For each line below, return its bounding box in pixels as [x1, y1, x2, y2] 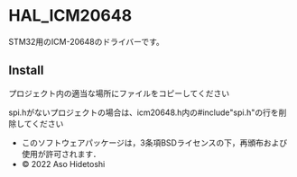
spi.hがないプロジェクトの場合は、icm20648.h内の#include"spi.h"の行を [8, 107, 279, 118]
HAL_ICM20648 [8, 5, 133, 26]
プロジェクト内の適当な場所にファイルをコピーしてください [8, 87, 230, 99]
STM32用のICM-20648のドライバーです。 [8, 36, 164, 47]
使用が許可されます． [21, 148, 101, 159]
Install [8, 63, 44, 78]
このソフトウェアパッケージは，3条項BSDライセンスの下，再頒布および [21, 137, 288, 148]
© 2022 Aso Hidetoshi [21, 158, 106, 169]
